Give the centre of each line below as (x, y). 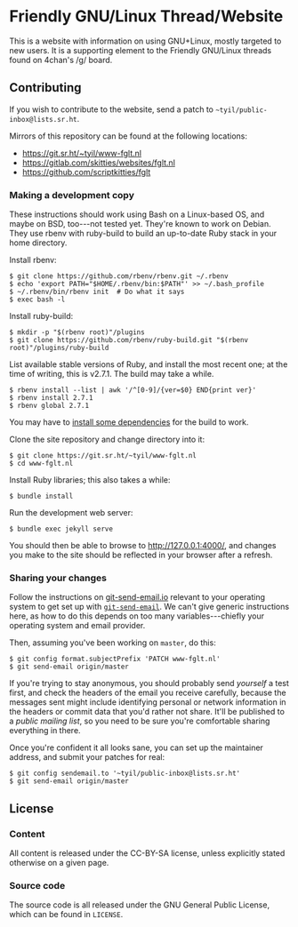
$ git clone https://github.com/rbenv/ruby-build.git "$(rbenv (129, 340)
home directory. (38, 243)
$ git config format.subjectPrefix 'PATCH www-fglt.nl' (115, 659)
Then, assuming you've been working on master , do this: (113, 643)
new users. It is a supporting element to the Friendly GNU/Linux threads (141, 50)
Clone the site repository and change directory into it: (107, 440)
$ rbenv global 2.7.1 (49, 406)
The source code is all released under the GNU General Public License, (139, 905)
